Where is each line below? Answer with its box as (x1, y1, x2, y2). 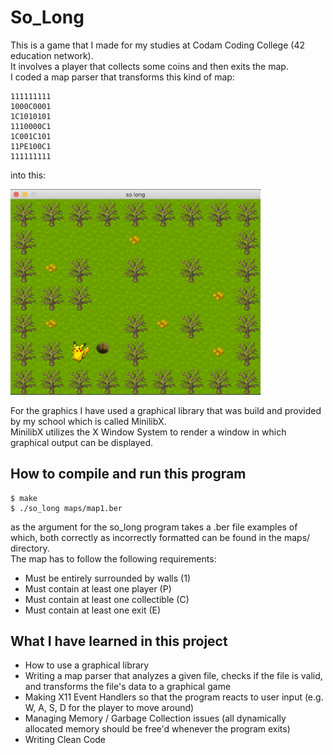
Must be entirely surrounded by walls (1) (24, 572, 191, 584)
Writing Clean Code (24, 734, 107, 746)
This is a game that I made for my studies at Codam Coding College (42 (10, 39, 305, 51)
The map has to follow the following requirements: (10, 552, 217, 565)
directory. (10, 542, 50, 554)
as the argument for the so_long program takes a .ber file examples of (10, 521, 298, 533)
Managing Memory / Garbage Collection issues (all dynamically (24, 712, 287, 725)
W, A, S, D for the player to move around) (24, 702, 195, 714)
